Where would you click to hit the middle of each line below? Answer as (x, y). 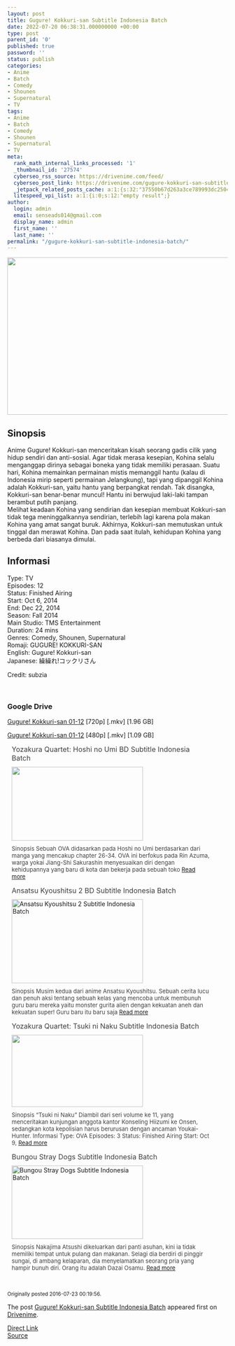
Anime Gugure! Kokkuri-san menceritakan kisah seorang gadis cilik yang (112, 450)
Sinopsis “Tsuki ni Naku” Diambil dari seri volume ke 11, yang (93, 1115)
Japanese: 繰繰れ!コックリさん (52, 660)
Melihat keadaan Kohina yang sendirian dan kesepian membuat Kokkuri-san (116, 510)
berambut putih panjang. (43, 502)
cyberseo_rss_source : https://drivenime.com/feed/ (89, 176)
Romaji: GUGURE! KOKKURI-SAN (55, 645)
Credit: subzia (27, 674)
